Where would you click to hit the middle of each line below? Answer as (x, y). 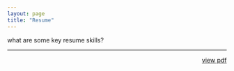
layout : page (26, 14)
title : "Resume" (31, 20)
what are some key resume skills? (56, 40)
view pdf (214, 60)
